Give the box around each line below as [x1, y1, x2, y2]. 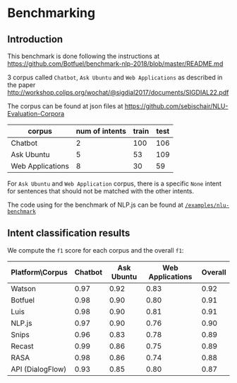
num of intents [75, 126, 127, 136]
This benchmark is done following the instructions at [7, 52, 160, 60]
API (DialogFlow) [11, 364, 67, 374]
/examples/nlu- [184, 202, 230, 209]
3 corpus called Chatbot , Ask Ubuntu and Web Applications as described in [7, 73, 223, 81]
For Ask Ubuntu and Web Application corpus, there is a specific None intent [7, 179, 222, 188]
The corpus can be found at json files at [7, 102, 123, 110]
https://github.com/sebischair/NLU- [124, 102, 229, 110]
